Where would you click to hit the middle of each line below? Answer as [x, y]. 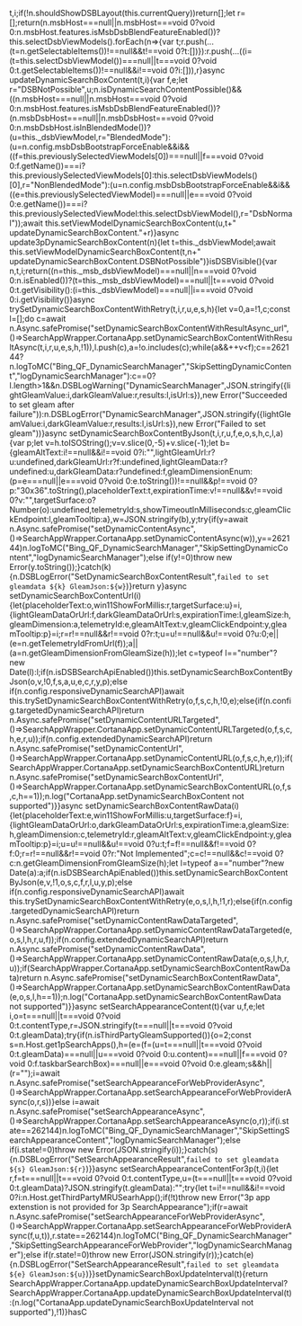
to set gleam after [42, 405]
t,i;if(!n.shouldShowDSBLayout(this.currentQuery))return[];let [122, 13]
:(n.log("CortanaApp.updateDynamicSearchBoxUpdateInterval [124, 1302]
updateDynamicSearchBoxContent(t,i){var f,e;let [99, 80]
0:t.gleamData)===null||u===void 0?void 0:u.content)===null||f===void [143, 1054]
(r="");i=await [35, 1073]
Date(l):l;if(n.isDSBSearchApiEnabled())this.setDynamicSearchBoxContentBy [151, 672]
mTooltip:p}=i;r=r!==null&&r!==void [74, 634]
